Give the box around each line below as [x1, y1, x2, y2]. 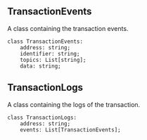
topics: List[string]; [20, 56, 87, 63]
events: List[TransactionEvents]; [20, 126, 121, 133]
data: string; [20, 63, 61, 70]
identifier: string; [20, 50, 80, 57]
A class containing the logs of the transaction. [7, 100, 141, 108]
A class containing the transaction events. [7, 24, 129, 32]
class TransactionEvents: [7, 38, 83, 45]
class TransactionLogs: [7, 114, 77, 121]
